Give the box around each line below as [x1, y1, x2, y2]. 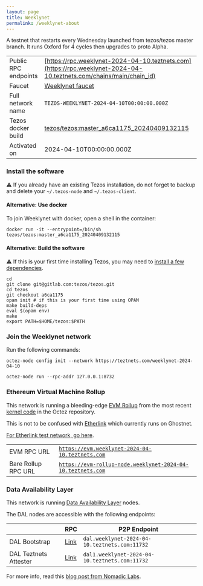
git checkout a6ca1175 [6, 292, 63, 298]
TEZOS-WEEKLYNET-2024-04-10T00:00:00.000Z [44, 100, 169, 107]
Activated [9, 142, 37, 150]
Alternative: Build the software [6, 245, 85, 252]
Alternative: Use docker [6, 201, 68, 209]
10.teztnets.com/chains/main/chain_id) [44, 72, 156, 81]
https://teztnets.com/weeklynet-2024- [95, 358, 193, 364]
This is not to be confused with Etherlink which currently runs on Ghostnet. [6, 420, 193, 427]
